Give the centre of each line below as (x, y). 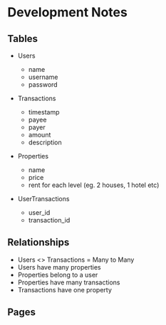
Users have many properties (59, 267)
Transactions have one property (65, 289)
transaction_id (49, 220)
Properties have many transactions (69, 282)
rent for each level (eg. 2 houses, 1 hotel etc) (94, 185)
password (43, 85)
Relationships (38, 243)
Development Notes (68, 12)
